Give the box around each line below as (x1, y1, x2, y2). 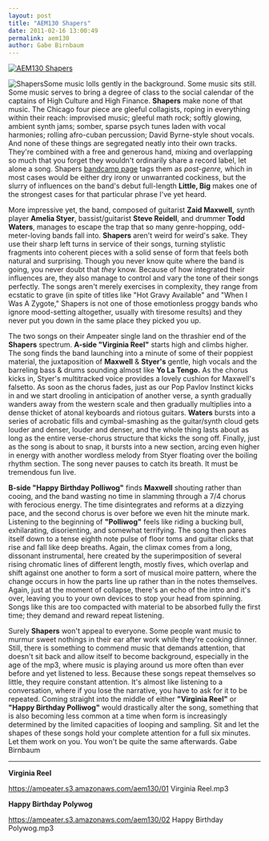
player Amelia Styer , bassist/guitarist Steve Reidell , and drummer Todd (8, 214, 246, 223)
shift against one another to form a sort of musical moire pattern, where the (8, 568, 257, 577)
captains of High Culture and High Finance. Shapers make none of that (8, 96, 243, 106)
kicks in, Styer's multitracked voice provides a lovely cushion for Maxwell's (8, 374, 256, 384)
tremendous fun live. (8, 468, 77, 477)
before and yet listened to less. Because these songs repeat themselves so (8, 669, 256, 678)
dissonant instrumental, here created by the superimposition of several (8, 551, 242, 561)
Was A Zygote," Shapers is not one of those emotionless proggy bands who (8, 299, 259, 308)
